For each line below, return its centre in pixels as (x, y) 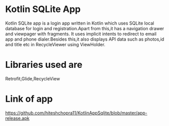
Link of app (29, 99)
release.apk (17, 118)
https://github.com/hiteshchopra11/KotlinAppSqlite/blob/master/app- (76, 113)
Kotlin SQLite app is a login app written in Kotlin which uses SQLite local (80, 23)
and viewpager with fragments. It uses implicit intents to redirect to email (81, 34)
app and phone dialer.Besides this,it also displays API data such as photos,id (85, 39)
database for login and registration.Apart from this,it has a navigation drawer (85, 28)
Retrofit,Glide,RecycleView (33, 78)
